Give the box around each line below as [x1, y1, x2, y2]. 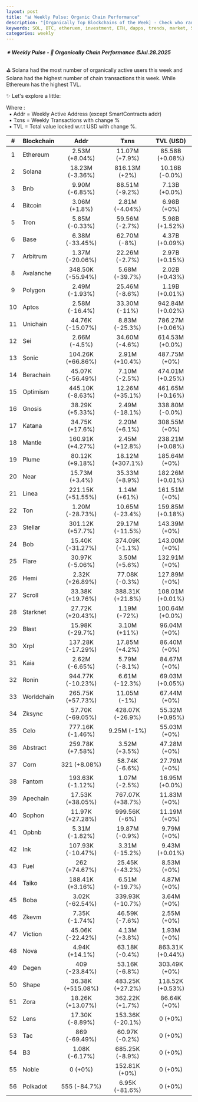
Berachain [22, 371, 51, 379]
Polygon [22, 286, 45, 295]
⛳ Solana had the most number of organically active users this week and [6, 67, 183, 74]
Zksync [22, 710, 43, 718]
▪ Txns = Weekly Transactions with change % [8, 117, 120, 124]
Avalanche [22, 269, 52, 278]
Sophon [22, 811, 44, 820]
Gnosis [22, 405, 42, 413]
